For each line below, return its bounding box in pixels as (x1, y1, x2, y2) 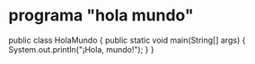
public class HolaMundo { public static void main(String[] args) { (8, 35, 246, 45)
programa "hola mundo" (8, 5, 194, 26)
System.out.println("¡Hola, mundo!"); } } (8, 44, 154, 54)
